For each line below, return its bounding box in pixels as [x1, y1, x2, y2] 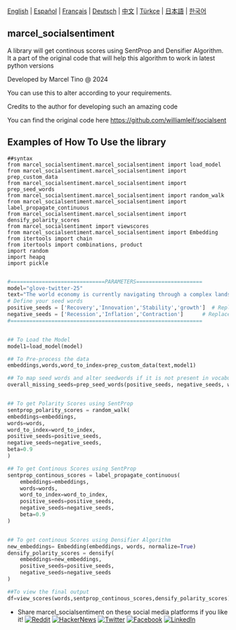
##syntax [7, 155, 33, 162]
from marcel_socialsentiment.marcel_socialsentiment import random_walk [7, 191, 225, 199]
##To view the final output [7, 588, 90, 596]
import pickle [7, 260, 49, 267]
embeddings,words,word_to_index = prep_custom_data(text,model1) [7, 362, 197, 369]
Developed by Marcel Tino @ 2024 [7, 75, 109, 83]
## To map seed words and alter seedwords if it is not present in [7, 374, 209, 382]
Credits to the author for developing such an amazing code [7, 102, 178, 111]
